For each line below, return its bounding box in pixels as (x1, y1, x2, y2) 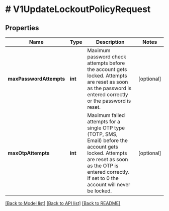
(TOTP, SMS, (87, 131, 118, 137)
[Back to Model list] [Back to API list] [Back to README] (5, 200, 121, 206)
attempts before (87, 59, 125, 66)
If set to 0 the (87, 175, 119, 182)
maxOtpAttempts (8, 150, 50, 157)
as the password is (87, 85, 132, 92)
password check (87, 53, 127, 60)
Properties (5, 24, 39, 32)
